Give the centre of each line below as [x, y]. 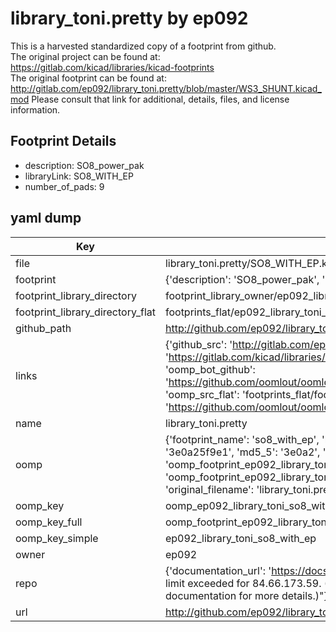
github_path [43, 328]
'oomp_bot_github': [210, 369]
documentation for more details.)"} [246, 595]
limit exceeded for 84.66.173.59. [243, 583]
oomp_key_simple [57, 538]
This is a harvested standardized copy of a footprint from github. [143, 46]
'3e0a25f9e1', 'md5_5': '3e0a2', [242, 452]
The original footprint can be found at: [88, 78]
